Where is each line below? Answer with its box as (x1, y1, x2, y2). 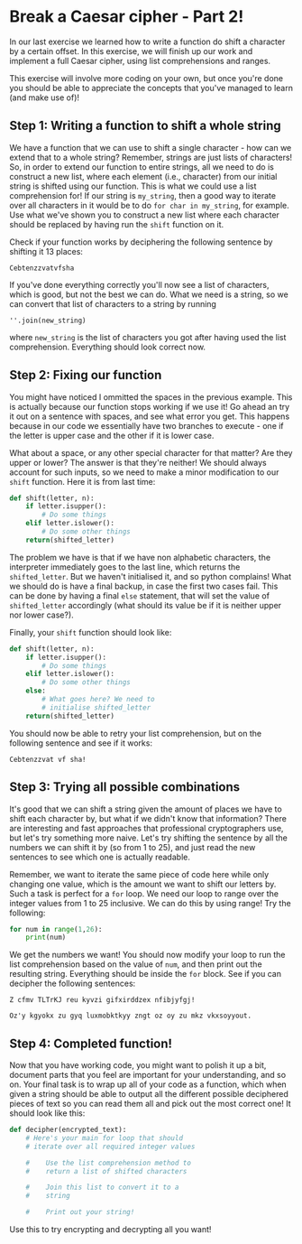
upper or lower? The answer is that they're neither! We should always (9, 457, 268, 468)
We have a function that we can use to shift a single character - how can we (9, 142, 292, 153)
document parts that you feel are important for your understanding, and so (9, 1070, 287, 1081)
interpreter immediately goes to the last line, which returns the (9, 562, 241, 572)
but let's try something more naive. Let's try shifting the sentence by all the (9, 832, 288, 843)
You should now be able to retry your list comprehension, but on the (9, 728, 262, 738)
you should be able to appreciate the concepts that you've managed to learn (9, 82, 293, 93)
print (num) (25, 933, 67, 942)
